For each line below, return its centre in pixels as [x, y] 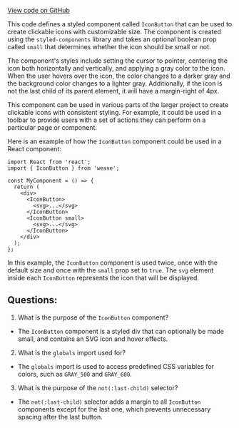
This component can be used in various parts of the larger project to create [118, 105]
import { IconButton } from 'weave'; [63, 168]
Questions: [32, 300]
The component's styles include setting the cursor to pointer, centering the [118, 61]
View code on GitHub [39, 10]
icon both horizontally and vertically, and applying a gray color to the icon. [116, 68]
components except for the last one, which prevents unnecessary [114, 409]
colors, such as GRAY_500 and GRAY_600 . [75, 374]
